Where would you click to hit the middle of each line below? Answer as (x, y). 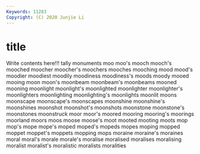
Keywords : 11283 (26, 12)
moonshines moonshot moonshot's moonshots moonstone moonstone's (95, 107)
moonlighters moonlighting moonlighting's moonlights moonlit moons (92, 95)
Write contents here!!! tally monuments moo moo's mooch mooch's (89, 63)
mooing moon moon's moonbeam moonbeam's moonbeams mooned (92, 82)
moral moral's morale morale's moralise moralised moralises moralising (94, 139)
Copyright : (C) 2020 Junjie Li (45, 17)
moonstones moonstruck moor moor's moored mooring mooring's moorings (100, 114)
